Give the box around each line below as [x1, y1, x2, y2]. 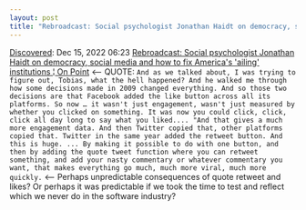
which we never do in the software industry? [9, 190, 176, 201]
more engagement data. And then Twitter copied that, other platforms [9, 124, 283, 133]
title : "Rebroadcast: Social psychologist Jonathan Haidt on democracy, [9, 22, 291, 31]
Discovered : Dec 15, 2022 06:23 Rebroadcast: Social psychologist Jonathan [9, 46, 295, 57]
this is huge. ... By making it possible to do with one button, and [9, 139, 280, 148]
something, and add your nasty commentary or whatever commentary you [9, 155, 283, 165]
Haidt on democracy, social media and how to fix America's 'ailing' [9, 56, 260, 67]
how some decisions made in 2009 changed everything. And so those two [9, 84, 287, 93]
